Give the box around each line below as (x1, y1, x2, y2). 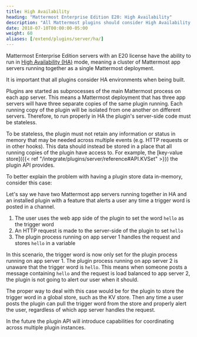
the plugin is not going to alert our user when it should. (6, 276, 139, 283)
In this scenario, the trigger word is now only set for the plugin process (6, 251, 178, 258)
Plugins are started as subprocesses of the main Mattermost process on (6, 88, 181, 94)
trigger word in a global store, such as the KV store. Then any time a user (6, 294, 183, 300)
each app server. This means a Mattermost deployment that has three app (6, 94, 186, 101)
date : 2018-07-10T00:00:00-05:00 (6, 25, 88, 31)
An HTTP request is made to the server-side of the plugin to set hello (14, 227, 183, 234)
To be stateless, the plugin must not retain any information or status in (6, 130, 176, 137)
